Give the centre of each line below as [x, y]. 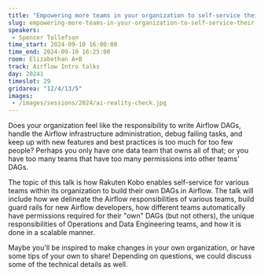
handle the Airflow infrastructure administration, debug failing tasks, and [125, 134]
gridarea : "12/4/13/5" [45, 88]
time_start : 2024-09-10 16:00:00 [63, 45]
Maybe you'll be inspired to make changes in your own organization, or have [132, 247]
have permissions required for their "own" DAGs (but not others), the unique [131, 216]
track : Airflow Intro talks [54, 67]
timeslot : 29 [29, 81]
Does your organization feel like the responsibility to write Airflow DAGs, [125, 126]
